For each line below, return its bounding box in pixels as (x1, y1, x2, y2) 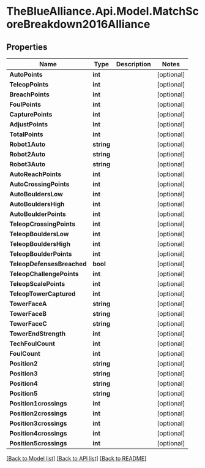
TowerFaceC (9, 320, 47, 328)
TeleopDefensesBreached (9, 259, 87, 268)
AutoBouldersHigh (9, 200, 65, 208)
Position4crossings (9, 429, 67, 437)
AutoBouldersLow (9, 190, 63, 198)
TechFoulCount (9, 339, 55, 348)
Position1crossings (9, 399, 67, 407)
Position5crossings (9, 439, 67, 447)
